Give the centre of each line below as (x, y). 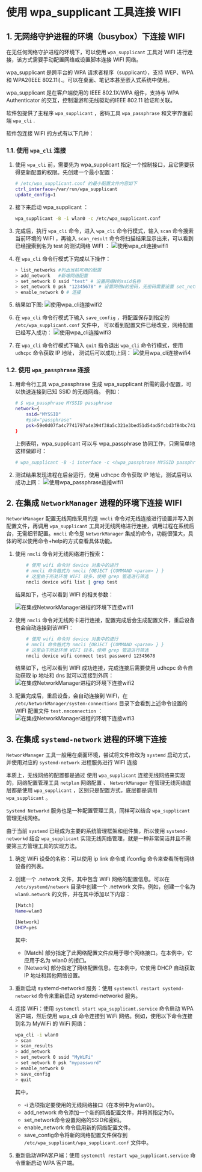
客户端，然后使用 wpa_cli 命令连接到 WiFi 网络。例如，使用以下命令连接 (104, 1016)
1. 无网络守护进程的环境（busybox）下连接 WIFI (96, 36)
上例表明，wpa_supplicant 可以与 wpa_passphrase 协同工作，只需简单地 (105, 443)
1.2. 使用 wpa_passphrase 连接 (48, 370)
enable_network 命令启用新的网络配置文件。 (79, 1127)
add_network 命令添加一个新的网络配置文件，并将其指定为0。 (100, 1112)
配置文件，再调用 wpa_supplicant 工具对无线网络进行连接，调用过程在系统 (98, 526)
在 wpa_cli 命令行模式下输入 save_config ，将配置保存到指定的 (92, 317)
